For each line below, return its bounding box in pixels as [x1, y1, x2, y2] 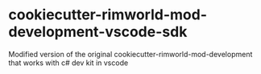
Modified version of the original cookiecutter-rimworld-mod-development [8, 49, 253, 59]
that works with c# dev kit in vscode [8, 58, 129, 68]
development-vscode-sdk [8, 23, 188, 41]
